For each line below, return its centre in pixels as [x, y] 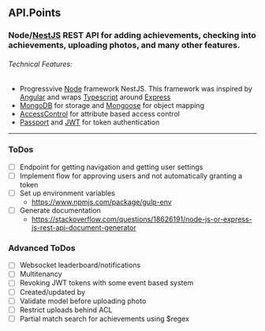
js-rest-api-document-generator [84, 228]
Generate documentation [60, 210]
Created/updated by [52, 292]
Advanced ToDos [42, 247]
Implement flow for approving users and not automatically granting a [131, 176]
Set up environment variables [67, 193]
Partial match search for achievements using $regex [104, 318]
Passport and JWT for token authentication [90, 122]
